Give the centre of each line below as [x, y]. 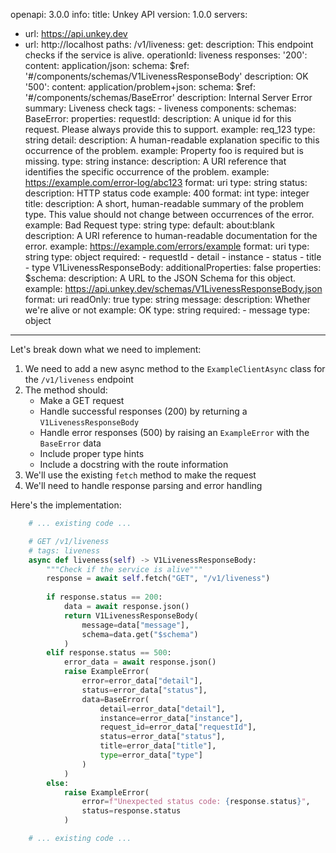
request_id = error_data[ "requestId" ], [178, 727]
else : [58, 783]
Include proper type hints [92, 453]
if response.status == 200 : [104, 597]
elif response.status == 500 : [109, 653]
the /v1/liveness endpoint [79, 379]
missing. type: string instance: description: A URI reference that [155, 161]
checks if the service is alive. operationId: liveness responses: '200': [166, 55]
